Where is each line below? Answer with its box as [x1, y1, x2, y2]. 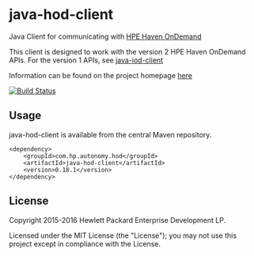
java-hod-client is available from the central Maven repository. [9, 130, 212, 139]
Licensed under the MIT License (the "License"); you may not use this [9, 231, 237, 240]
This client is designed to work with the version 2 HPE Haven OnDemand [9, 47, 246, 56]
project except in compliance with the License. [9, 239, 161, 248]
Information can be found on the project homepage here [9, 70, 193, 80]
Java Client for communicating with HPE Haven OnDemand [9, 32, 202, 41]
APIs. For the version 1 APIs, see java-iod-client [9, 55, 164, 65]
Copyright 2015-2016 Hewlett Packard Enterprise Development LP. [9, 215, 226, 224]
